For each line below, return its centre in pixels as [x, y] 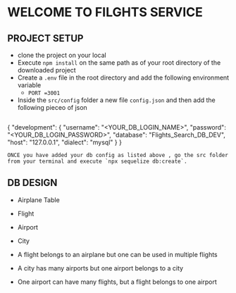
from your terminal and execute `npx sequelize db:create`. [98, 161]
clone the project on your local [62, 55]
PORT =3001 [44, 93]
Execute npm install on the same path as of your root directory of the [119, 63]
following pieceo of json [52, 107]
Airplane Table [38, 200]
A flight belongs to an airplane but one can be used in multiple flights [118, 254]
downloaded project [46, 70]
